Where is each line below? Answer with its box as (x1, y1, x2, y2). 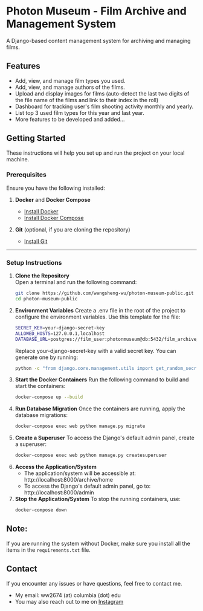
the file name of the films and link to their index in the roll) (14, 96, 159, 103)
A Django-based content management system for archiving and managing (6, 37, 191, 44)
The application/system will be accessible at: (24, 470, 136, 477)
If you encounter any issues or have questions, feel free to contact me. (6, 580, 182, 587)
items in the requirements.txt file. (6, 546, 91, 554)
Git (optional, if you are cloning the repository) (14, 225, 131, 233)
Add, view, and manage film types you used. (14, 77, 126, 84)
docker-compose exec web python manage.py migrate (14, 423, 146, 430)
